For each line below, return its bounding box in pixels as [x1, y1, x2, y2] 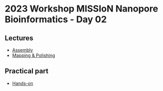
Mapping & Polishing [12, 52, 55, 58]
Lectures [5, 34, 33, 42]
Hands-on [12, 80, 33, 86]
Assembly [12, 47, 33, 53]
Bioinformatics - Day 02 [5, 14, 107, 25]
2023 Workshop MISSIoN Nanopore [5, 3, 158, 15]
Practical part [5, 67, 49, 75]
